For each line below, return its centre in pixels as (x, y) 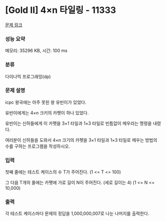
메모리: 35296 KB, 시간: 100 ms (36, 51)
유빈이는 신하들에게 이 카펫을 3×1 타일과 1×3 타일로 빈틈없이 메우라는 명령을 (79, 123)
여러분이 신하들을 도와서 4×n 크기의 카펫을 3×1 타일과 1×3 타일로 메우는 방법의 (81, 140)
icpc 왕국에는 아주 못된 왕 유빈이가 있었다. (46, 102)
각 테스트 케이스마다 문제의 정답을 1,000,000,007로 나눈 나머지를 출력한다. (77, 214)
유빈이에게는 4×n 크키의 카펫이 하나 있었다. (47, 112)
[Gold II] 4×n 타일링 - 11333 (61, 10)
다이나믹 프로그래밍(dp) (28, 76)
